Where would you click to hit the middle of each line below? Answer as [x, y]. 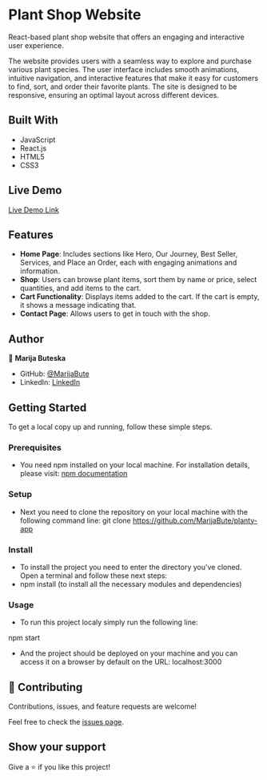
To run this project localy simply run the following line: [109, 622]
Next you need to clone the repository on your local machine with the [133, 511]
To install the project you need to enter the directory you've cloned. [131, 567]
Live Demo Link [34, 209]
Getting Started [48, 408]
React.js [33, 148]
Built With [33, 121]
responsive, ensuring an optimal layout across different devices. [114, 95]
